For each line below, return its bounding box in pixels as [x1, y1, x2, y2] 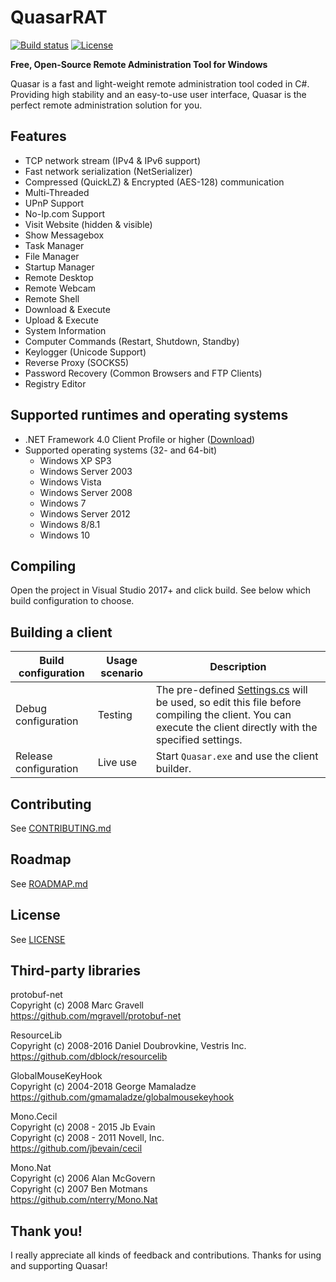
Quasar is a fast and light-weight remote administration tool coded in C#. [10, 77, 310, 90]
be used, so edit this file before [155, 696, 302, 710]
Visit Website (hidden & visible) [24, 218, 153, 230]
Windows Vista [39, 476, 102, 488]
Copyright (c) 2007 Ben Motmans [10, 1183, 148, 1195]
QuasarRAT [10, 6, 108, 29]
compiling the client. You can [155, 708, 292, 722]
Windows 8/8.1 [39, 518, 101, 530]
